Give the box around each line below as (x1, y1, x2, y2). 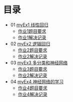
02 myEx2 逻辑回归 (10, 40, 50, 46)
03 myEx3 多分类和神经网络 (10, 60, 68, 66)
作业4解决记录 (17, 91, 47, 97)
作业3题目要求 (17, 66, 47, 72)
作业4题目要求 (17, 85, 47, 91)
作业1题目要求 (17, 28, 46, 34)
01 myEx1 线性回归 (10, 22, 48, 28)
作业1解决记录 (17, 34, 46, 40)
